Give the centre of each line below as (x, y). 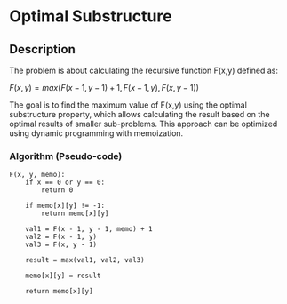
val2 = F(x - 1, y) (61, 237)
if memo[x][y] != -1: (65, 206)
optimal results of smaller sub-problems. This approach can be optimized (143, 124)
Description (42, 49)
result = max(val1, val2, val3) (85, 260)
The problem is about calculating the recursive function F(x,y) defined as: (143, 70)
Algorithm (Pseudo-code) (66, 156)
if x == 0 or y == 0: (65, 183)
